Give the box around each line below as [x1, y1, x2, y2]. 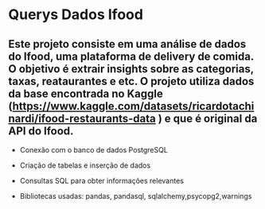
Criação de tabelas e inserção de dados [19, 161, 151, 170]
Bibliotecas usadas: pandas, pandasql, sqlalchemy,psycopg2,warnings [19, 192, 252, 200]
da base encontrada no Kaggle [8, 87, 163, 100]
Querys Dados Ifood [8, 6, 143, 24]
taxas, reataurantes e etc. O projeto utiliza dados [8, 74, 255, 88]
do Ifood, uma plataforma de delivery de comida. [8, 49, 255, 63]
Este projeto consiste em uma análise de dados [8, 37, 247, 51]
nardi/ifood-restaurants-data [8, 111, 157, 125]
